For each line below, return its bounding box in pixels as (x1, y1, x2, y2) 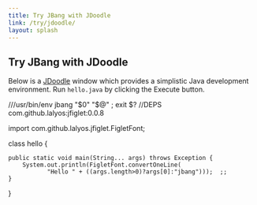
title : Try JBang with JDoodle (8, 11, 111, 20)
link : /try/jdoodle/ (8, 19, 76, 27)
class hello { (8, 139, 48, 148)
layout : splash (8, 26, 58, 34)
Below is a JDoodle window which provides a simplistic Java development (8, 76, 249, 86)
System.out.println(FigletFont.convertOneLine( (22, 161, 181, 170)
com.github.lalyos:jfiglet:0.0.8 (8, 108, 105, 118)
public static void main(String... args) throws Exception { (8, 155, 214, 162)
